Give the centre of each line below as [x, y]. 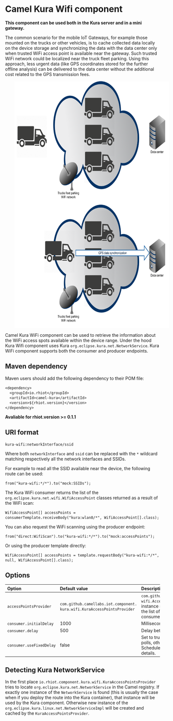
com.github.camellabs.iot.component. [99, 604]
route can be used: [24, 474]
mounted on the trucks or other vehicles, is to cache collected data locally [80, 42]
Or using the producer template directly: [46, 545]
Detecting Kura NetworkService [55, 670]
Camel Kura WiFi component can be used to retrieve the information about [80, 335]
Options [18, 575]
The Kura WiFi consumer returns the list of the [52, 492]
